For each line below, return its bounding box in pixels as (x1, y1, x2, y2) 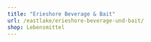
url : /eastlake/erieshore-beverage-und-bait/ (7, 17, 144, 24)
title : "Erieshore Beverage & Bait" (7, 10, 116, 18)
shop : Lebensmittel (7, 23, 65, 31)
